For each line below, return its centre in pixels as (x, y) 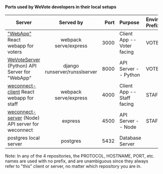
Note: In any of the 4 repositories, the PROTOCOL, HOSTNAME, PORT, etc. (80, 156)
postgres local (24, 138)
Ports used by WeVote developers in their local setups (61, 7)
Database (130, 138)
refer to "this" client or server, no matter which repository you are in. (73, 166)
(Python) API (22, 66)
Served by (71, 23)
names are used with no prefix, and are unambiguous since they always (77, 161)
